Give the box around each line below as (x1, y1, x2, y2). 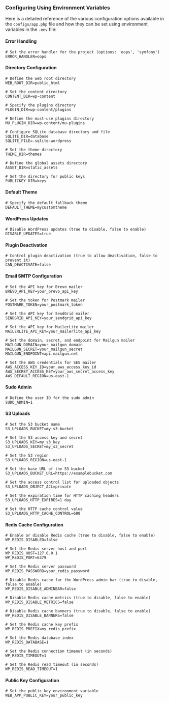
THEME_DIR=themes (5, 152, 42, 157)
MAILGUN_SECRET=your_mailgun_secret (5, 347, 83, 352)
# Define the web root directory (5, 76, 76, 81)
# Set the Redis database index (5, 635, 74, 640)
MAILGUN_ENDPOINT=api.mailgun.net (5, 351, 79, 356)
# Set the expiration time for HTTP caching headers (5, 493, 119, 498)
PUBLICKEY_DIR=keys (5, 178, 47, 183)
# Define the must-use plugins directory (5, 116, 94, 121)
